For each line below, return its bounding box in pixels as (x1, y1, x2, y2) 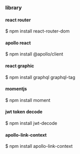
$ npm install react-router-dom (5, 28, 70, 34)
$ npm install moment (5, 97, 51, 103)
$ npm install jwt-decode (5, 120, 57, 126)
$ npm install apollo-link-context (5, 143, 73, 149)
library (5, 4, 22, 11)
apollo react (5, 40, 31, 46)
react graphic (5, 63, 34, 69)
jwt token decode (5, 109, 43, 115)
